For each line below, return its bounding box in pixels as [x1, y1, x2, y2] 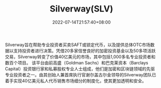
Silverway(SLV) [49, 3, 113, 14]
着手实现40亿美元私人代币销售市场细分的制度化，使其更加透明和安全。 [5, 78, 146, 84]
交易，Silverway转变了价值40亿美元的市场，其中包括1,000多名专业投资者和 [5, 54, 156, 60]
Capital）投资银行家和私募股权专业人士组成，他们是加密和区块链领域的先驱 [5, 66, 155, 72]
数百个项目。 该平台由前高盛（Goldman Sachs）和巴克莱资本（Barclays [5, 60, 148, 65]
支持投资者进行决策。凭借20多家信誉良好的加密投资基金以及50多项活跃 [13, 48, 156, 53]
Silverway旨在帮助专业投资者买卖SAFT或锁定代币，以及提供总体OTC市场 [5, 42, 151, 48]
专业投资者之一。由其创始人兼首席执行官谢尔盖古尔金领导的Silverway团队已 [5, 72, 156, 77]
